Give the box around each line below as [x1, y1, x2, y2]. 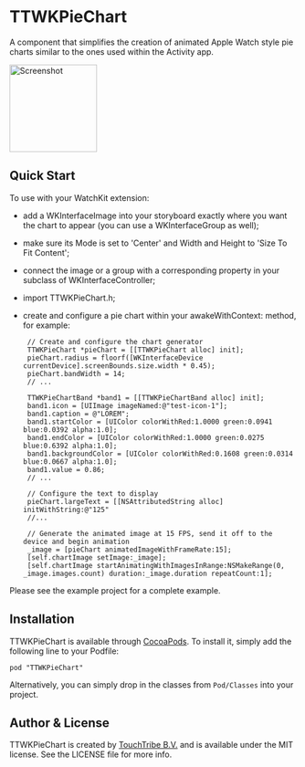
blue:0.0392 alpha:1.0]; [22, 425, 118, 435]
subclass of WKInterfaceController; [22, 274, 156, 285]
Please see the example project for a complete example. [9, 584, 221, 595]
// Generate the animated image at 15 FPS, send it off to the [26, 529, 273, 538]
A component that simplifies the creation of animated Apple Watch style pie [9, 37, 294, 47]
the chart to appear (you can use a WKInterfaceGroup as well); [22, 219, 259, 230]
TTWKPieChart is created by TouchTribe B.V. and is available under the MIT [9, 740, 294, 751]
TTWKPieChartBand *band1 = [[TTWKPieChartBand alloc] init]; [26, 393, 265, 403]
